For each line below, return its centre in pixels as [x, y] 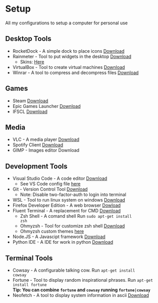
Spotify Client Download [38, 145]
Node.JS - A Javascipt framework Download [59, 237]
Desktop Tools [28, 39]
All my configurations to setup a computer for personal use [66, 23]
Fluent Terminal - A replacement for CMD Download [67, 211]
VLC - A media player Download [46, 139]
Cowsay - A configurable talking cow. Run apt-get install [74, 270]
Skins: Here [32, 62]
